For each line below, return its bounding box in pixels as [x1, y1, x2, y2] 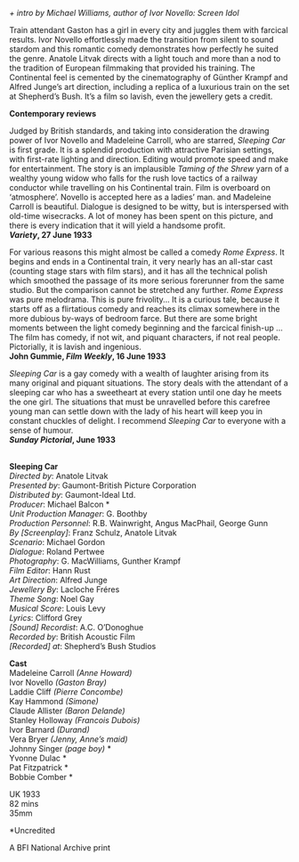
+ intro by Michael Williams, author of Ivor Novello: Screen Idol [9, 8, 239, 18]
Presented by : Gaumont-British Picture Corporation [9, 480, 197, 491]
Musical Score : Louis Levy [9, 603, 106, 614]
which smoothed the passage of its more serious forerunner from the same [9, 275, 285, 286]
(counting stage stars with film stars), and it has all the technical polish [9, 266, 269, 276]
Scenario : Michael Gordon [9, 537, 105, 547]
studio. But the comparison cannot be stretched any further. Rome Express [9, 285, 284, 295]
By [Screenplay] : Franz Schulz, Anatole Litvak [9, 527, 177, 538]
